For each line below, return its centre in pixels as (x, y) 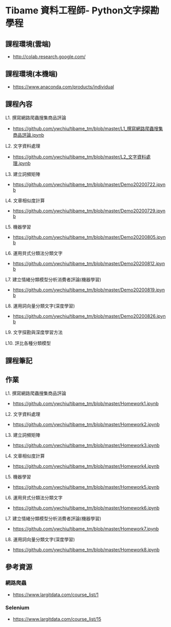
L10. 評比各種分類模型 (28, 343)
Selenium (17, 608)
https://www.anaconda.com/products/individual (63, 87)
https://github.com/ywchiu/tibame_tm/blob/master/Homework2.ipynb (86, 424)
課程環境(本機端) (32, 74)
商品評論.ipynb (28, 135)
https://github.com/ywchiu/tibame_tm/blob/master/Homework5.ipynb (86, 487)
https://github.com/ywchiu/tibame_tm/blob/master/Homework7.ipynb (86, 529)
